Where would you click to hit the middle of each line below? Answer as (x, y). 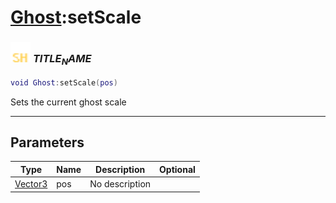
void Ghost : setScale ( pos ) (64, 82)
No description (120, 184)
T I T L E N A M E (62, 60)
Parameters (47, 142)
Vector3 (31, 184)
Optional (177, 169)
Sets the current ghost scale (68, 102)
